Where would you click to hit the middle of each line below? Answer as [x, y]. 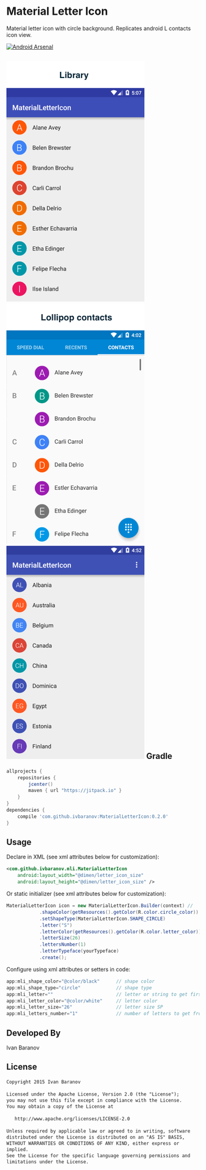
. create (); [53, 958]
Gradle [159, 756]
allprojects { [25, 771]
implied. [17, 1149]
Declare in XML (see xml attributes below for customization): [83, 857]
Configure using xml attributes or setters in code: [68, 969]
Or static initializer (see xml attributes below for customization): [86, 894]
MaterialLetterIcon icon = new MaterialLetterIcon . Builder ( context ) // [100, 906]
